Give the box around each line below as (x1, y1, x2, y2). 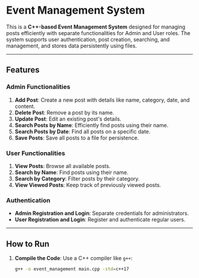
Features (6, 65, 40, 75)
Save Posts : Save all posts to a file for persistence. (14, 134, 139, 141)
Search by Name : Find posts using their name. (14, 169, 129, 176)
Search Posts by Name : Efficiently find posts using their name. (14, 121, 169, 128)
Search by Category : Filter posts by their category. (14, 175, 140, 182)
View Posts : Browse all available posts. (14, 162, 111, 169)
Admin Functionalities (6, 83, 70, 91)
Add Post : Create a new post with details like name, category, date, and (14, 96, 190, 103)
